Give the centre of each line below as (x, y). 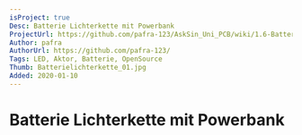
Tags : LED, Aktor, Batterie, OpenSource (86, 59)
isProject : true (40, 17)
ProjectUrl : (31, 34)
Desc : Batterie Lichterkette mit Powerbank (92, 26)
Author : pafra (36, 42)
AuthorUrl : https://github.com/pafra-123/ (90, 51)
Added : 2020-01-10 (44, 76)
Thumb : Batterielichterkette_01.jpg (78, 68)
